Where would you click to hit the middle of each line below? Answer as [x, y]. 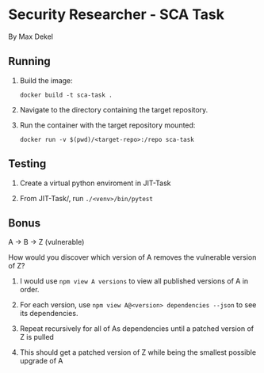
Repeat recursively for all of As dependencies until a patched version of [137, 329]
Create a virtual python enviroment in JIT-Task [96, 183]
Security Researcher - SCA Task [116, 15]
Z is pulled [36, 337]
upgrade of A [41, 361]
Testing [27, 164]
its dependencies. [49, 314]
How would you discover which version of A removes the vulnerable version [132, 257]
